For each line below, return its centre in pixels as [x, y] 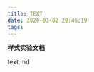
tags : [15, 27]
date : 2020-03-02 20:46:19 [47, 20]
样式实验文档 [26, 48]
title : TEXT [25, 14]
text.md [19, 62]
